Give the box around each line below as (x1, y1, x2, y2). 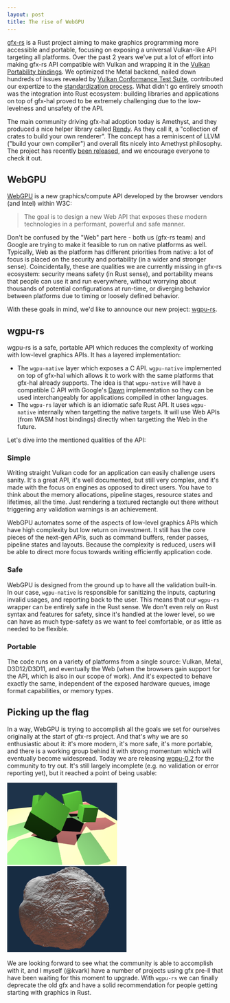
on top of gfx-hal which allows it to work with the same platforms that (16, 372, 214, 380)
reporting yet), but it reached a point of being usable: (7, 768, 157, 777)
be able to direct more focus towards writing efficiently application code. (7, 548, 213, 556)
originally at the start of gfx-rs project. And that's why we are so (7, 732, 189, 740)
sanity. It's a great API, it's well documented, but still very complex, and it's (7, 476, 219, 485)
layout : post (7, 11, 45, 18)
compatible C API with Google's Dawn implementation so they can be (16, 386, 214, 394)
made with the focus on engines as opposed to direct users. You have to (7, 483, 212, 492)
